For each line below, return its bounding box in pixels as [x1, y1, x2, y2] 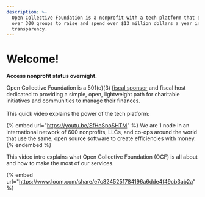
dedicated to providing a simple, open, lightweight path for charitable [6, 91, 180, 98]
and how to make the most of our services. [6, 160, 114, 167]
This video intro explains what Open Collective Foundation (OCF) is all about [6, 153, 198, 160]
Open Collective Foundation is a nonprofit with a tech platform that [12, 15, 195, 21]
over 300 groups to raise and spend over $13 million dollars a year [12, 20, 192, 26]
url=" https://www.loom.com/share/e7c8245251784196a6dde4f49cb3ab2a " [6, 178, 196, 185]
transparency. [12, 26, 48, 32]
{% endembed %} [6, 141, 52, 149]
